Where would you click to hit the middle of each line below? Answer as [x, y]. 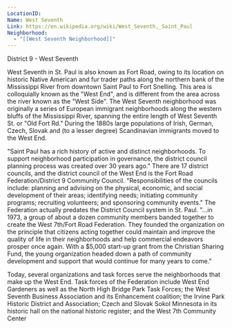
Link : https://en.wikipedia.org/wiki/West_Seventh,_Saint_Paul [100, 26]
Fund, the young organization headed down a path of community [99, 254]
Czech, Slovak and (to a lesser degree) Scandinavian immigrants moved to [113, 131]
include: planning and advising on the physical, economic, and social [105, 188]
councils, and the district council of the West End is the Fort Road [100, 174]
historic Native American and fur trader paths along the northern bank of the [116, 79]
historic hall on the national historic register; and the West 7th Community [112, 311]
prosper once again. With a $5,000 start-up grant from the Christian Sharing [116, 247]
